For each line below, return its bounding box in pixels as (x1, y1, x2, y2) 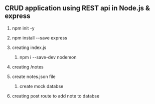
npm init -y (12, 25, 35, 31)
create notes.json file (12, 73, 56, 79)
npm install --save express (12, 34, 67, 40)
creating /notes (12, 63, 44, 69)
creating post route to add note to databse (12, 92, 100, 99)
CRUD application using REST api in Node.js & (5, 4, 150, 12)
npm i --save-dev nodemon (19, 54, 77, 60)
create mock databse (19, 83, 64, 89)
